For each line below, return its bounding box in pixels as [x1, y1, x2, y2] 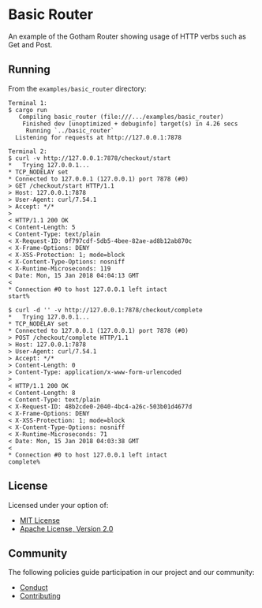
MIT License [19, 515, 61, 525]
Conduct [19, 583, 49, 592]
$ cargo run [8, 106, 47, 114]
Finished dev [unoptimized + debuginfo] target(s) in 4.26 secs [22, 120, 238, 128]
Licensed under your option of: [8, 500, 109, 509]
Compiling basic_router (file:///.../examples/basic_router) [18, 113, 224, 121]
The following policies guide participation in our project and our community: [8, 568, 255, 577]
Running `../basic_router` [25, 126, 114, 135]
